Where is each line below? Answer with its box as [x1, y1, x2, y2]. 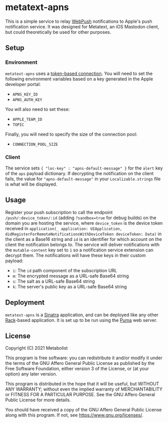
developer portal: [5, 81, 41, 87]
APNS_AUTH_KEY [12, 97, 42, 102]
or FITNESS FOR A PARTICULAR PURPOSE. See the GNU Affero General [5, 392, 155, 398]
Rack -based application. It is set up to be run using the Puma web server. [5, 317, 157, 323]
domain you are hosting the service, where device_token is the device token [5, 220, 163, 226]
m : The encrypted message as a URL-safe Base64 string [12, 273, 129, 279]
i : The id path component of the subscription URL [12, 267, 118, 273]
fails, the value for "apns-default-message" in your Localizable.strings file [5, 176, 161, 182]
